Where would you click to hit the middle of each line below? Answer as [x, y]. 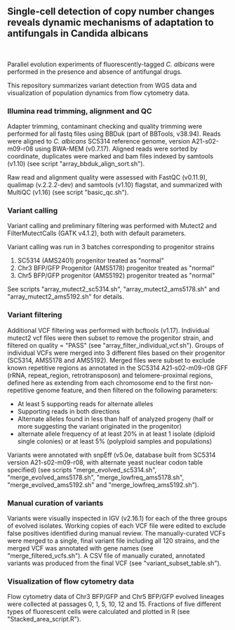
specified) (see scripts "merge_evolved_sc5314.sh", [82, 470]
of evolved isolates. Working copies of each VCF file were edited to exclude [116, 526]
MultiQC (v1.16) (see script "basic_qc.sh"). [68, 192]
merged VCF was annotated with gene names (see [80, 548]
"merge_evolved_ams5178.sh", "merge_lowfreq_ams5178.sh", [96, 477]
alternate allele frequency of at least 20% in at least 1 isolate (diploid [116, 434]
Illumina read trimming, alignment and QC [80, 111]
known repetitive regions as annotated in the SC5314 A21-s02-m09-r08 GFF [117, 367]
